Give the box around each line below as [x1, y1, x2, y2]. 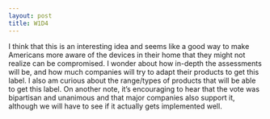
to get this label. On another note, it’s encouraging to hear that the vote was [8, 84, 260, 93]
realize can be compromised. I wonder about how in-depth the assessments [8, 58, 263, 68]
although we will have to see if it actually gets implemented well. [8, 101, 222, 111]
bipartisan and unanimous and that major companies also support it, [8, 92, 235, 102]
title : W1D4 [8, 19, 49, 27]
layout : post [8, 11, 53, 20]
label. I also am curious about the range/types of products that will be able [8, 76, 256, 85]
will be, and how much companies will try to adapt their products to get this [8, 67, 259, 76]
